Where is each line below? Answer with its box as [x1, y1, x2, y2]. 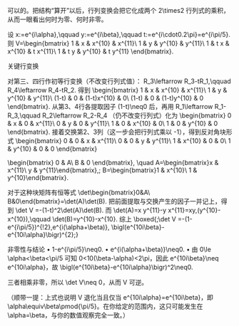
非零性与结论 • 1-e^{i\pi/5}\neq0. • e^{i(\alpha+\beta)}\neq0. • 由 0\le [7, 245, 212, 253]
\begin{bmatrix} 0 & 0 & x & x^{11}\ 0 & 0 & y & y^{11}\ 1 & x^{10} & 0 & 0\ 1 [15, 137, 231, 144]
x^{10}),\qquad [7, 215, 51, 223]
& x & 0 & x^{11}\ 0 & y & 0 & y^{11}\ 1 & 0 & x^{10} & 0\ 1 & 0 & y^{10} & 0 [7, 120, 218, 127]
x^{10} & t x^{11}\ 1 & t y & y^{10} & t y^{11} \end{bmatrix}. [7, 47, 174, 56]
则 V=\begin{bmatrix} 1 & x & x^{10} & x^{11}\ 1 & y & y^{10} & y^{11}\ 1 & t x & [7, 39, 230, 48]
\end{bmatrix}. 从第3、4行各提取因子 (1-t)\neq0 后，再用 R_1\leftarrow [7, 102, 213, 110]
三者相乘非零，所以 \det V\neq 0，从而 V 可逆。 [7, 278, 148, 286]
